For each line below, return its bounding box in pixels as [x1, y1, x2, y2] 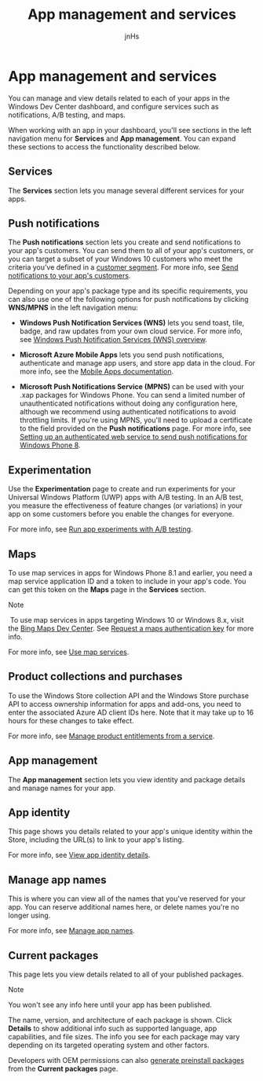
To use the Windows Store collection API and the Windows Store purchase [8, 690, 250, 700]
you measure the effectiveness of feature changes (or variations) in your [8, 501, 243, 510]
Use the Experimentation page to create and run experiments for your [8, 484, 236, 494]
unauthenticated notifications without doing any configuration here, [19, 399, 238, 408]
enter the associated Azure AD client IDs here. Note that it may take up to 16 [8, 708, 254, 717]
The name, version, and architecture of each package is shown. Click [8, 1016, 232, 1024]
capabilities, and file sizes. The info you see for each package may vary [8, 1032, 240, 1041]
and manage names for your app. [8, 783, 116, 792]
